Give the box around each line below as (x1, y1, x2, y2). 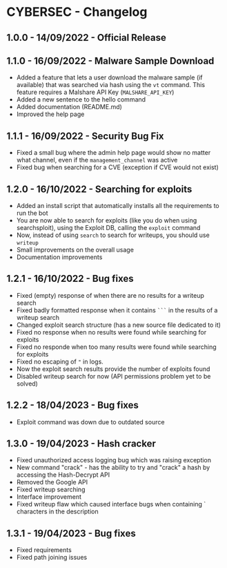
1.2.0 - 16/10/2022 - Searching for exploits (6, 183, 193, 195)
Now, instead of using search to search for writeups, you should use (16, 231, 210, 239)
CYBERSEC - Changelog (6, 4, 148, 20)
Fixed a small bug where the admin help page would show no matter (16, 149, 211, 157)
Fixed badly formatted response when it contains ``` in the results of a (16, 305, 218, 314)
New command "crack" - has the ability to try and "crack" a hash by (16, 464, 210, 472)
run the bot (16, 209, 49, 218)
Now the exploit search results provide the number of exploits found (16, 364, 210, 373)
